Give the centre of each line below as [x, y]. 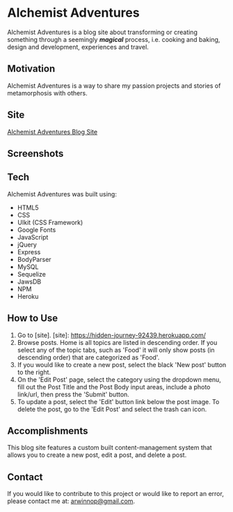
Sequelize [32, 274]
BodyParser [34, 259]
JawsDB [29, 281]
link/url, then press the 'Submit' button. [73, 394]
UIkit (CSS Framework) [50, 222]
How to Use [33, 318]
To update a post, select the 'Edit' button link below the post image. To [118, 401]
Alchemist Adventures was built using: [62, 194]
